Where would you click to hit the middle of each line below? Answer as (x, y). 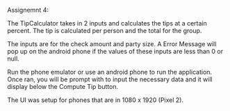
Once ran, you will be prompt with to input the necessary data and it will (110, 79)
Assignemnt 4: (28, 10)
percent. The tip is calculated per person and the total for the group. (105, 31)
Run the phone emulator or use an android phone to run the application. (110, 72)
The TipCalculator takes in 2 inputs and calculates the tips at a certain (107, 23)
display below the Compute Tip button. (63, 87)
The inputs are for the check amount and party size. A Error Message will (112, 44)
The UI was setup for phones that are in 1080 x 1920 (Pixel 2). (96, 100)
